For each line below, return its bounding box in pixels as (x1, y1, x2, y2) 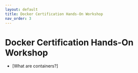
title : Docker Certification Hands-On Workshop (5, 12, 103, 16)
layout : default (5, 7, 38, 12)
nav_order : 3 (5, 16, 32, 21)
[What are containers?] (12, 63, 58, 69)
